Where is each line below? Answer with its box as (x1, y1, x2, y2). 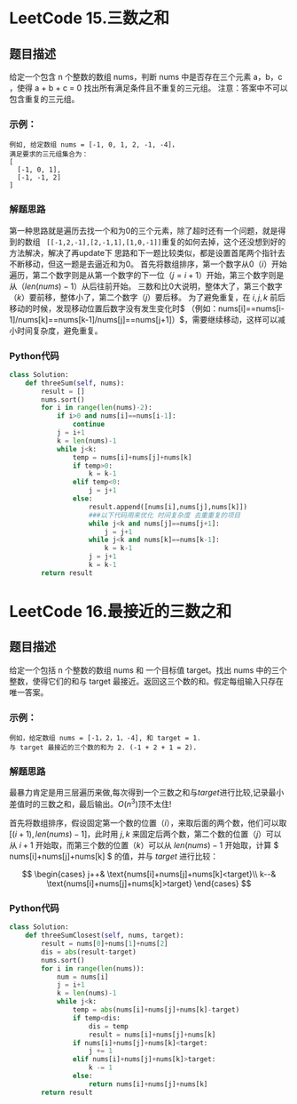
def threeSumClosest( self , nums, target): (25, 931, 184, 940)
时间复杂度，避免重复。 (16, 325, 103, 336)
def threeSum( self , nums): (25, 379, 125, 388)
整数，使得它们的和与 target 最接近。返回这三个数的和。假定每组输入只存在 (9, 676, 284, 686)
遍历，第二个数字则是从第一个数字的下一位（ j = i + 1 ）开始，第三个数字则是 (9, 269, 285, 280)
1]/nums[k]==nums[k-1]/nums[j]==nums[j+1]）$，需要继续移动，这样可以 (9, 314, 277, 324)
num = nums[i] (56, 972, 109, 981)
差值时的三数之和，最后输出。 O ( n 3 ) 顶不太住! (9, 797, 172, 810)
